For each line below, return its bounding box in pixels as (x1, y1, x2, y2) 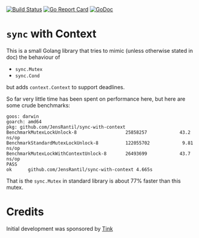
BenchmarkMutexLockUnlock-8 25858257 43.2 (6, 129, 191, 135)
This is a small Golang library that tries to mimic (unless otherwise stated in (6, 47, 194, 54)
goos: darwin (6, 113, 39, 120)
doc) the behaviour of (6, 53, 60, 61)
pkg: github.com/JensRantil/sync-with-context (6, 124, 126, 130)
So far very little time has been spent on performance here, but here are (6, 95, 186, 103)
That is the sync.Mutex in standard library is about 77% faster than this (6, 177, 181, 185)
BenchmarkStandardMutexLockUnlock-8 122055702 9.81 (6, 140, 194, 146)
